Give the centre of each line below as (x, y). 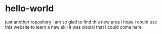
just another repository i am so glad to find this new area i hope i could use (81, 22)
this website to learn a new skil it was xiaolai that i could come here (73, 27)
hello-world (30, 8)
